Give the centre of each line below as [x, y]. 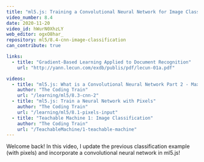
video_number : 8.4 [29, 18]
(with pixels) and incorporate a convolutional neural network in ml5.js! [93, 153]
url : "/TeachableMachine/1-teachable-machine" [77, 129]
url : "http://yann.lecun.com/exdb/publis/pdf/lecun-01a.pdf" [96, 68]
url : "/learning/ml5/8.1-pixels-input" [68, 112]
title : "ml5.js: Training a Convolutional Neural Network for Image [95, 12]
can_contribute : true [34, 46]
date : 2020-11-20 [28, 23]
